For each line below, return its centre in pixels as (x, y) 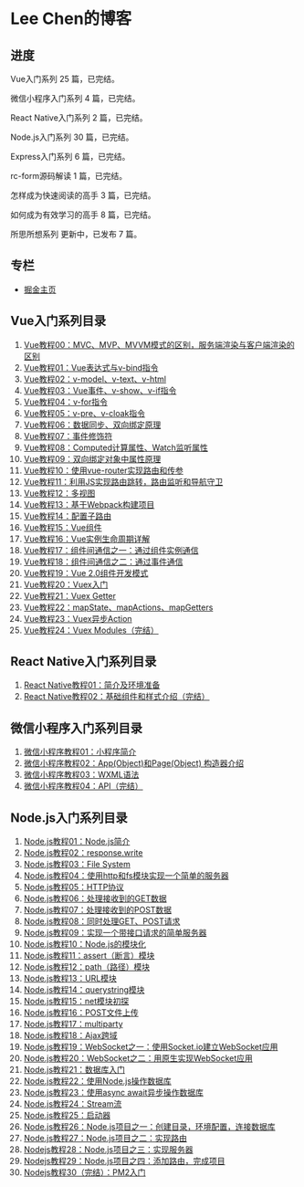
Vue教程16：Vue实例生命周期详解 (87, 539)
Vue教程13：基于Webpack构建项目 (89, 504)
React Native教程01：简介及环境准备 (92, 685)
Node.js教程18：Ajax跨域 (70, 1035)
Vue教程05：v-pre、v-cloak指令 (84, 413)
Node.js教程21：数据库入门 (74, 1070)
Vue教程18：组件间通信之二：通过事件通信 (103, 562)
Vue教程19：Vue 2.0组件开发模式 (86, 572)
